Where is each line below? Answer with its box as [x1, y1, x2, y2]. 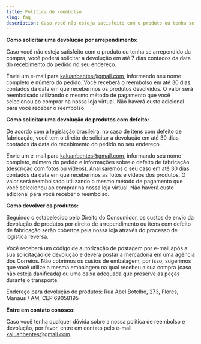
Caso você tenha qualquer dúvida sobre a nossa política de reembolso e [6, 318, 185, 325]
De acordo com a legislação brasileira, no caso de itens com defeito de [6, 127, 182, 135]
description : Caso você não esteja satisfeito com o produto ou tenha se [6, 20, 195, 26]
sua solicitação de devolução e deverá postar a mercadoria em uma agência [6, 251, 195, 259]
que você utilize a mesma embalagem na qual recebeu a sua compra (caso [6, 264, 192, 271]
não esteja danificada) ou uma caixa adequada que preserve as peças [6, 270, 180, 277]
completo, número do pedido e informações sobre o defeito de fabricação [6, 159, 190, 166]
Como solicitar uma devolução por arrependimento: [6, 37, 138, 44]
